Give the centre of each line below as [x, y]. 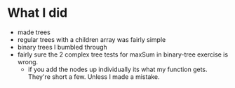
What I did [38, 13]
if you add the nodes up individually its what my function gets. [118, 69]
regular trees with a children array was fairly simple [92, 39]
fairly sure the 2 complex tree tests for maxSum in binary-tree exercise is [123, 54]
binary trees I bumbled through [62, 47]
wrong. [28, 61]
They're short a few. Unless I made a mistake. [94, 76]
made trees [34, 32]
